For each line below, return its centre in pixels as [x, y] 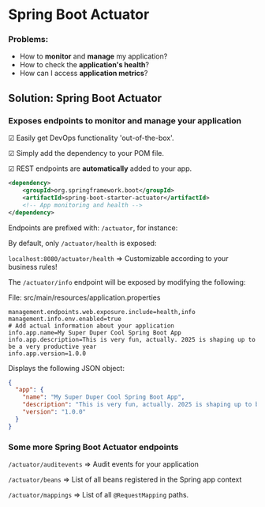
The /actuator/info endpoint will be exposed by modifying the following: [127, 282]
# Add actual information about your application [91, 326]
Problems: [28, 40]
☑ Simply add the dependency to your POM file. [86, 153]
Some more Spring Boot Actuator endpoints [93, 447]
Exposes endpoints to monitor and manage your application [125, 120]
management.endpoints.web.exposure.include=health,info [102, 312]
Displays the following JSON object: [66, 368]
